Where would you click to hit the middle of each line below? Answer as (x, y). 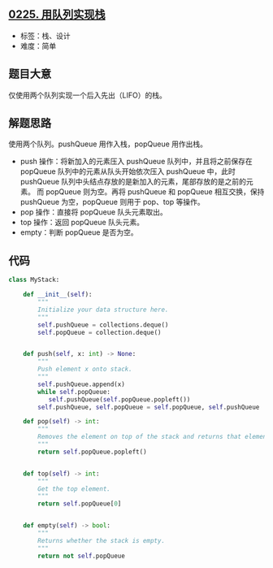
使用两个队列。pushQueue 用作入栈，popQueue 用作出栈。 (108, 144)
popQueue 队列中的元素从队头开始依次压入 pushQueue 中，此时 (128, 171)
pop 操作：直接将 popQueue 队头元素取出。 (94, 212)
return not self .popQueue (82, 556)
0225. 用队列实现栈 (57, 15)
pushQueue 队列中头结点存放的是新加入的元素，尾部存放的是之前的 (133, 182)
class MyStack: (34, 280)
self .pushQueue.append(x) (82, 384)
